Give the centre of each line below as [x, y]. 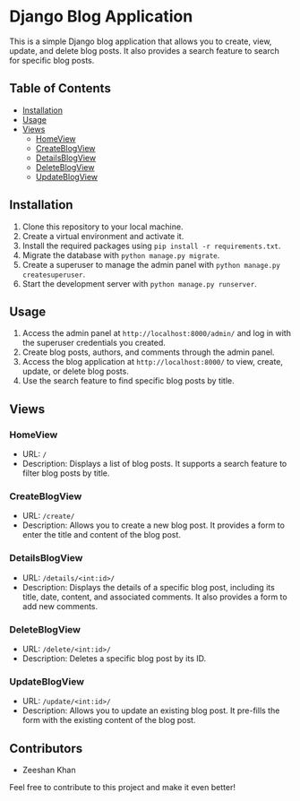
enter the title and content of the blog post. [102, 535]
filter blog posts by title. [66, 473]
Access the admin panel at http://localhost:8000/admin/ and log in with [156, 333]
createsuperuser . [54, 274]
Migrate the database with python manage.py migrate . [121, 255]
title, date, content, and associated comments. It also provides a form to [155, 597]
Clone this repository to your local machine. [103, 227]
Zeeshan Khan [49, 770]
